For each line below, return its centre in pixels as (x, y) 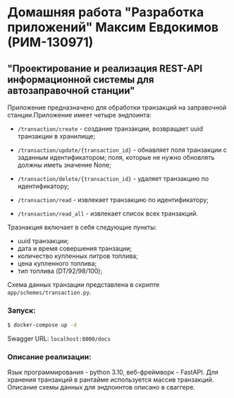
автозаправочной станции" (71, 90)
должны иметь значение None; (64, 165)
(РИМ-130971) (50, 42)
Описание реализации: (49, 357)
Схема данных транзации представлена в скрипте (84, 285)
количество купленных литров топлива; (78, 256)
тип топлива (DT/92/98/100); (60, 271)
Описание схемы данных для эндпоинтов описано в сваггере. (101, 387)
